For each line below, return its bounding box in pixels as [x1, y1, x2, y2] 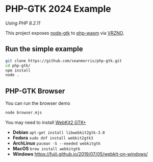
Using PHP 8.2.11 [5, 20, 41, 26]
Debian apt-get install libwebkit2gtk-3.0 [12, 129, 105, 135]
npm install [5, 67, 31, 73]
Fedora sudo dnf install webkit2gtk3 [12, 134, 93, 141]
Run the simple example [5, 44, 83, 54]
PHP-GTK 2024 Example [5, 3, 111, 15]
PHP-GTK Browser [5, 86, 65, 95]
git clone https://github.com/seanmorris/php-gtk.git [5, 58, 122, 63]
